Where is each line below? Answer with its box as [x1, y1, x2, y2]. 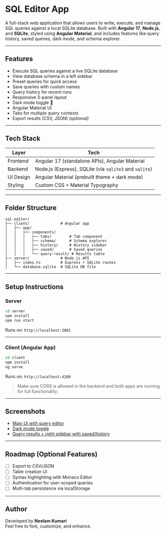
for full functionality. [17, 388, 58, 394]
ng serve [5, 364, 23, 369]
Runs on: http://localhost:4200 [5, 373, 71, 379]
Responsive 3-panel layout [12, 94, 67, 100]
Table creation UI [12, 469, 47, 475]
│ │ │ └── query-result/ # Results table [5, 251, 105, 256]
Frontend [7, 157, 29, 164]
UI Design [7, 174, 31, 180]
